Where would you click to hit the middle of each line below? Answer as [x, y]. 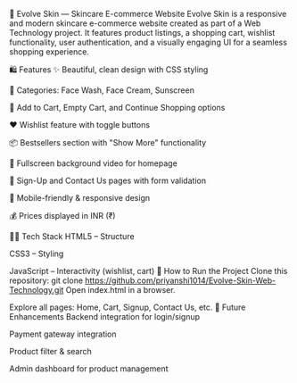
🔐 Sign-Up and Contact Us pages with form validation [108, 180]
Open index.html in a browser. [120, 290]
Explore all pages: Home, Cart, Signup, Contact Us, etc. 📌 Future [128, 307]
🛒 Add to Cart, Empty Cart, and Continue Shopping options [117, 108]
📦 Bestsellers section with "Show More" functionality [108, 142]
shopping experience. [49, 52]
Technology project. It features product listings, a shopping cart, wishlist [142, 33]
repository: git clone [46, 280]
